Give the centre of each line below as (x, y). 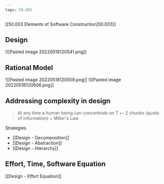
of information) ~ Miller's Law (48, 118)
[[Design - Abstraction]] (37, 143)
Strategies (16, 128)
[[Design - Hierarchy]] (35, 148)
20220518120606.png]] (30, 85)
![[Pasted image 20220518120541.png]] (46, 52)
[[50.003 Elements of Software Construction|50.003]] (61, 24)
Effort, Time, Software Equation (56, 164)
